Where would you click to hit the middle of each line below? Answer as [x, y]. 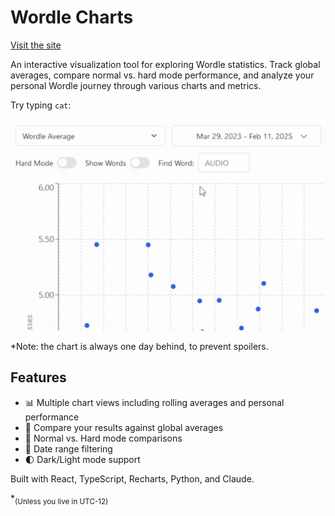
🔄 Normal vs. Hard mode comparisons [103, 438]
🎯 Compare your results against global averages [124, 427]
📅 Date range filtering [68, 448]
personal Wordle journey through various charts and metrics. [136, 85]
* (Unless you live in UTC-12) [59, 499]
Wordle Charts [72, 17]
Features [38, 377]
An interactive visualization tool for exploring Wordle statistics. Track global [165, 64]
